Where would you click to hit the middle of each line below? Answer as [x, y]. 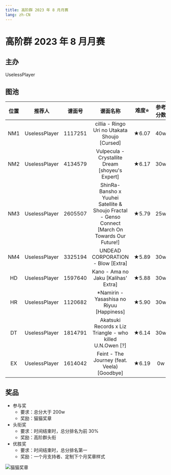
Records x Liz [110, 327]
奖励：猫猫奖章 [36, 418]
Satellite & [110, 204]
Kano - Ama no [110, 272]
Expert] [110, 177]
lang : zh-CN [18, 15]
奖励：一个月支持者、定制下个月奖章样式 [63, 457]
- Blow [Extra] [110, 263]
